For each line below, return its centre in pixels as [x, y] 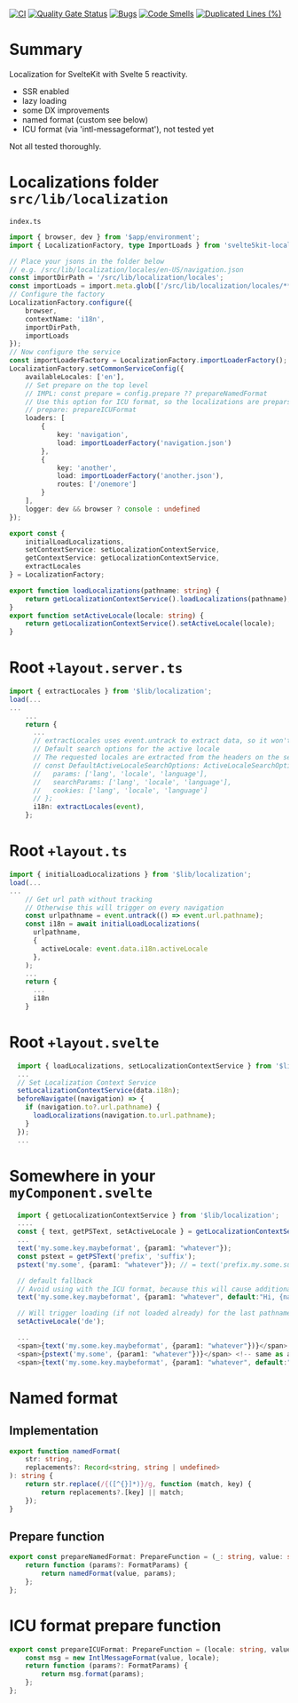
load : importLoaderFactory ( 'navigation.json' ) [144, 443]
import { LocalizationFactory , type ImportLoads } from [114, 245]
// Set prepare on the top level [87, 385]
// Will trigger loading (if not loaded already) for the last [136, 1313]
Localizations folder [84, 183]
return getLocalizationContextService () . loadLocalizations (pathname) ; [158, 599]
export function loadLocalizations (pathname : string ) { [114, 591]
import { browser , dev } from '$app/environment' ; [105, 237]
